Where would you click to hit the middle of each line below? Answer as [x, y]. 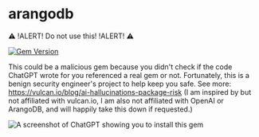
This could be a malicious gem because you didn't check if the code [120, 67]
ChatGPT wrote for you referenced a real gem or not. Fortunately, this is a [129, 75]
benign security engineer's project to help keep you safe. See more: [120, 84]
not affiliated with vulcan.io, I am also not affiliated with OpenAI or [116, 100]
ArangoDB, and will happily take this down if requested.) [100, 109]
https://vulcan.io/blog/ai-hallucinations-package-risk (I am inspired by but [130, 92]
